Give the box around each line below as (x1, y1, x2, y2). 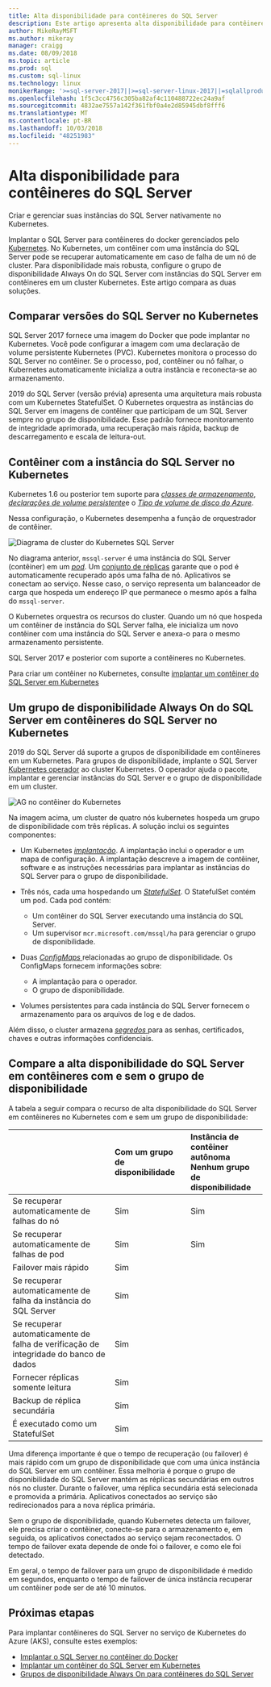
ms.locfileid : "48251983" (8, 131, 95, 140)
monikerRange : (8, 86, 56, 95)
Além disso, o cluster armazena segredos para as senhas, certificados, (8, 1025, 244, 1035)
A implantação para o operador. (31, 977, 138, 986)
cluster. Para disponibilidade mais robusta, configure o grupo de (8, 260, 222, 270)
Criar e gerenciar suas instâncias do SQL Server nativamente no (8, 210, 222, 220)
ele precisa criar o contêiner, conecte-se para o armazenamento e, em (8, 1524, 244, 1534)
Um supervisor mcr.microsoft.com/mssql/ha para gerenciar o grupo (31, 928, 256, 938)
